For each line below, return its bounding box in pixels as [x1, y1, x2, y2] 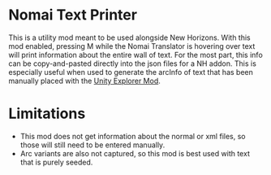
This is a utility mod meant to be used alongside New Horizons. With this [8, 33, 251, 42]
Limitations [8, 104, 86, 123]
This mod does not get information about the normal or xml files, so [19, 131, 246, 141]
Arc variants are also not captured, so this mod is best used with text [19, 148, 250, 158]
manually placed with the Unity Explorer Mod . [8, 76, 161, 85]
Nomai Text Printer [8, 6, 138, 24]
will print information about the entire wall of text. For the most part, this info [8, 50, 264, 59]
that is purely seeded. [19, 157, 93, 167]
